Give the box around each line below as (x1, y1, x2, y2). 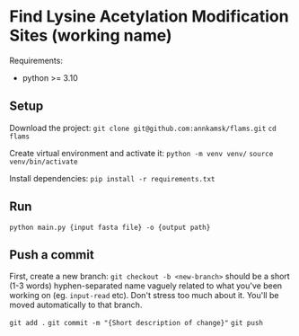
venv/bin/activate (9, 157, 78, 166)
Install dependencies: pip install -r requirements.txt (9, 172, 215, 183)
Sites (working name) (9, 25, 172, 46)
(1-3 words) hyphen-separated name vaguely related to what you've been (9, 280, 283, 291)
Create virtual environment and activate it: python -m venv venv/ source (9, 147, 274, 158)
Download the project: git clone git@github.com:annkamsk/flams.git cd (9, 122, 277, 133)
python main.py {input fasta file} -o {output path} (9, 223, 211, 232)
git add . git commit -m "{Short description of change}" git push (9, 319, 263, 328)
